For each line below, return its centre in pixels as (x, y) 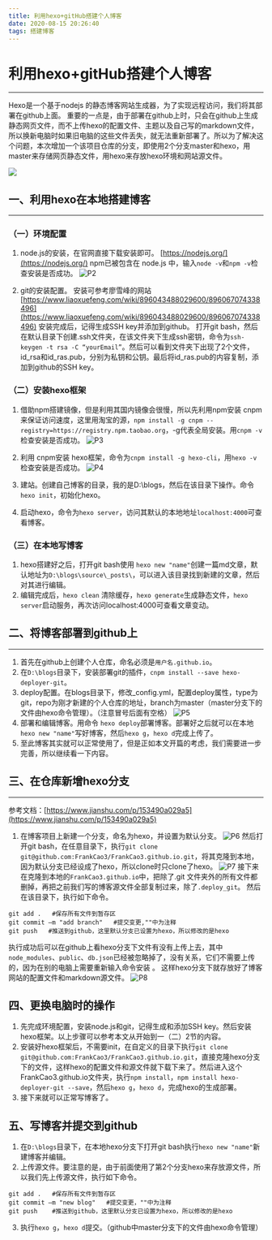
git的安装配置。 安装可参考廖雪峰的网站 (86, 291)
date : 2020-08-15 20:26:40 (54, 24)
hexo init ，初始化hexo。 (62, 495)
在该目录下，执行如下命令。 (66, 897)
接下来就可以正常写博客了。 (66, 1098)
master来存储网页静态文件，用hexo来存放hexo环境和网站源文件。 (118, 156)
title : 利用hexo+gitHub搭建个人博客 (65, 16)
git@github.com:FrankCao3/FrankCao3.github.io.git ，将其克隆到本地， (139, 856)
